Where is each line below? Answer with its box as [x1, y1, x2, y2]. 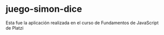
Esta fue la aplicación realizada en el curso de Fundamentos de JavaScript [5, 20, 159, 26]
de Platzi [5, 25, 24, 31]
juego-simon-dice [5, 3, 82, 15]
